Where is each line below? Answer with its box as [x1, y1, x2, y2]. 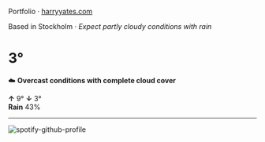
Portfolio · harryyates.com [8, 7, 93, 16]
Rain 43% [8, 102, 41, 111]
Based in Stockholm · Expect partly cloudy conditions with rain [8, 22, 212, 31]
